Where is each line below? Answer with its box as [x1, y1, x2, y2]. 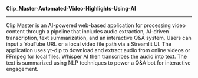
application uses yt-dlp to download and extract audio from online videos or [6, 47, 190, 53]
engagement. [6, 66, 38, 72]
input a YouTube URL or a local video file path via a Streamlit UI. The [6, 40, 172, 48]
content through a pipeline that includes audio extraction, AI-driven [6, 28, 169, 35]
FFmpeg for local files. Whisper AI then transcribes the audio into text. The [6, 53, 187, 60]
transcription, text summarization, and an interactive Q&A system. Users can [6, 35, 192, 41]
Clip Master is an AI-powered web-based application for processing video [6, 22, 186, 29]
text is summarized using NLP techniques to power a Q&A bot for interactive [6, 59, 191, 66]
